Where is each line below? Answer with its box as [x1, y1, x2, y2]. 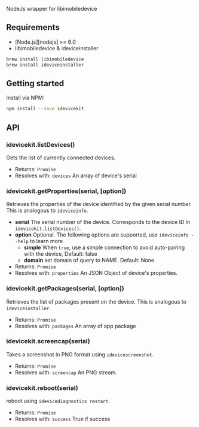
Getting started [6, 78, 65, 89]
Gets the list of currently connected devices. [6, 154, 116, 161]
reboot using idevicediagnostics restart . [6, 398, 111, 405]
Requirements [6, 22, 60, 32]
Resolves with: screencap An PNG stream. [14, 368, 118, 376]
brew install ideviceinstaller [6, 62, 84, 68]
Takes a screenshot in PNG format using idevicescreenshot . [6, 350, 154, 358]
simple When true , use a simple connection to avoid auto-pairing [23, 244, 185, 251]
